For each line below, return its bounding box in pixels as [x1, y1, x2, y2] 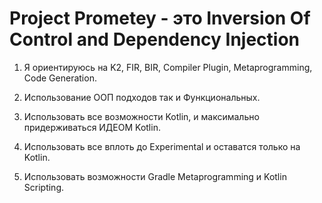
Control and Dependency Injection [9, 28, 301, 51]
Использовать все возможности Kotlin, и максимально [23, 110, 260, 122]
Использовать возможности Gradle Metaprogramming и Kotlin [23, 170, 287, 182]
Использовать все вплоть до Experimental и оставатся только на [23, 140, 301, 152]
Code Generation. [23, 72, 97, 84]
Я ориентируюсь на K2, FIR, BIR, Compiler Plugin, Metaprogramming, [23, 61, 313, 73]
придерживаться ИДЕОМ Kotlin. [23, 121, 161, 133]
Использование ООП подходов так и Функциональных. [23, 91, 261, 103]
